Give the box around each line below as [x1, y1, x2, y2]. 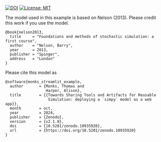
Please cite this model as [5, 70, 57, 75]
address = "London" [10, 56, 55, 61]
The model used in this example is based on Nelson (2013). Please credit [5, 15, 156, 20]
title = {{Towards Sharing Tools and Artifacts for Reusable [10, 92, 156, 98]
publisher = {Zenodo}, [10, 115, 64, 120]
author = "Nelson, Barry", [10, 43, 73, 48]
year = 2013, [10, 48, 49, 53]
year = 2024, [10, 110, 55, 115]
